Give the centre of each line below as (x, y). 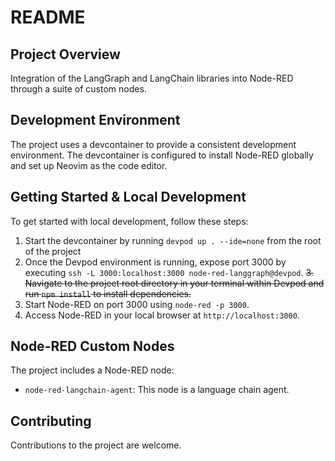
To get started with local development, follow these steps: (129, 221)
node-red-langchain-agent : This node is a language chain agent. (157, 390)
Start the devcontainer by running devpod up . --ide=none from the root (173, 240)
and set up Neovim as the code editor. (89, 165)
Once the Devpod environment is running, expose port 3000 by (155, 262)
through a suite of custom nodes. (78, 89)
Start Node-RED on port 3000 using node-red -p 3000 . (137, 304)
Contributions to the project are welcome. (96, 445)
